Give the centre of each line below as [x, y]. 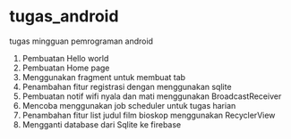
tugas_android [64, 16]
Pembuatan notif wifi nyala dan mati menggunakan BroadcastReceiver [152, 96]
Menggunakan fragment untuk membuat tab [104, 77]
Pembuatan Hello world [65, 58]
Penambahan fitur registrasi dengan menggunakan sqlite [127, 86]
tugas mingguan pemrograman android [81, 41]
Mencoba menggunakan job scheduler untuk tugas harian [129, 105]
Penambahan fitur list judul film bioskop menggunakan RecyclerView [149, 115]
